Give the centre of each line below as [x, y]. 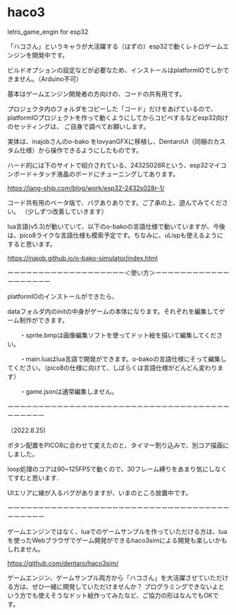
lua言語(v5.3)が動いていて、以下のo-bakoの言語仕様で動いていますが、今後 [116, 226]
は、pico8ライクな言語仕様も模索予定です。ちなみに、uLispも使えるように [116, 235]
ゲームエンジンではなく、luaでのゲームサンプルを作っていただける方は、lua [117, 531]
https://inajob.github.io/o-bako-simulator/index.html [83, 258]
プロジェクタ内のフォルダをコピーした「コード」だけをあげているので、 [112, 108]
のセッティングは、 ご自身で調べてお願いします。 [79, 126]
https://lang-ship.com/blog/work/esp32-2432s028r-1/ [86, 188]
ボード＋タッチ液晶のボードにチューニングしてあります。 [96, 174]
